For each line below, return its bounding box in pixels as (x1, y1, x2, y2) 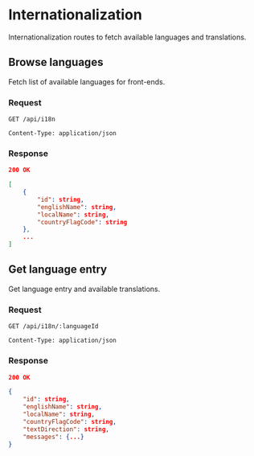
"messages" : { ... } (23, 433, 84, 441)
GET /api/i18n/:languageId (8, 322, 99, 331)
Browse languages (8, 55, 104, 69)
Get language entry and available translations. (8, 284, 161, 294)
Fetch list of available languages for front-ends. (8, 76, 166, 86)
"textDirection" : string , (23, 425, 110, 433)
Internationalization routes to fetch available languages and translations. (8, 32, 247, 42)
